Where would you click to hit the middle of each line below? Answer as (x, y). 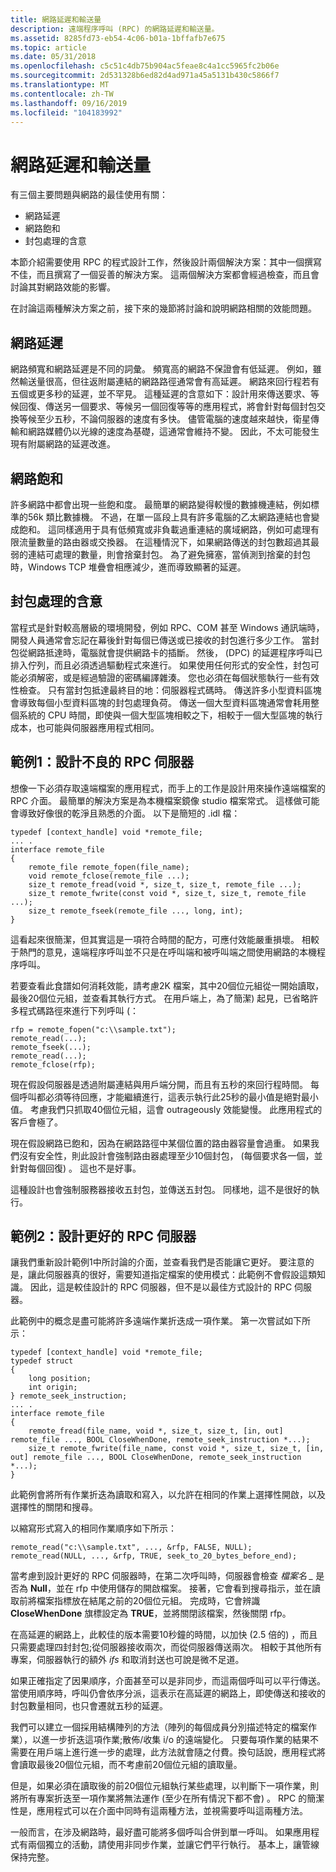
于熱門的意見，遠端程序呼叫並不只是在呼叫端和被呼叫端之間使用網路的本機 (163, 952)
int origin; (53, 1387)
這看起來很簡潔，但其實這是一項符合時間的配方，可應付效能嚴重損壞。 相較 (165, 939)
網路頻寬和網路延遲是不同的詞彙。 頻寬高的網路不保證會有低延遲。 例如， (161, 369)
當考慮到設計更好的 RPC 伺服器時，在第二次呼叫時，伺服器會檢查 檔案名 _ (162, 1576)
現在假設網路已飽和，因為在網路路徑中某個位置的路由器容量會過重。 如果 (160, 1143)
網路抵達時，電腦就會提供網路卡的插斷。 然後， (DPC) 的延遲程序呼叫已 (175, 652)
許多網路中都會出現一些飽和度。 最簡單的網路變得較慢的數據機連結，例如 (160, 504)
